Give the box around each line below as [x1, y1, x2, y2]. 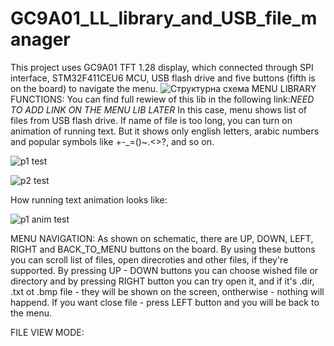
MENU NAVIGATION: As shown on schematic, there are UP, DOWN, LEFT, [10, 232, 314, 244]
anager [10, 28, 71, 51]
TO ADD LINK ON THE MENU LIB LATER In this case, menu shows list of [10, 103, 308, 116]
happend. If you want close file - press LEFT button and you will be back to [10, 296, 320, 308]
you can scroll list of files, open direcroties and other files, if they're [10, 253, 289, 266]
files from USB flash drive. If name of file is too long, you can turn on [10, 114, 293, 126]
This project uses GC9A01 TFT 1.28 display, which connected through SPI [10, 61, 314, 73]
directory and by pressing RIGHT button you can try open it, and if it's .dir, [10, 275, 315, 287]
